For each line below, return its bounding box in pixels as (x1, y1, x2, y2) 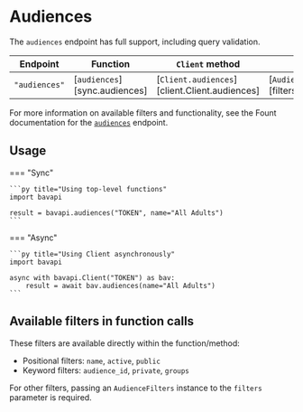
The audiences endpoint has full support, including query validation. (9, 36, 261, 47)
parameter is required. (9, 391, 92, 403)
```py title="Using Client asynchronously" (9, 249, 176, 258)
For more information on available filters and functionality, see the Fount (9, 107, 277, 118)
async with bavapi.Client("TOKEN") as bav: (9, 273, 176, 282)
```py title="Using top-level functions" (9, 184, 168, 193)
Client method (175, 57, 241, 70)
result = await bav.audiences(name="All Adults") (25, 281, 216, 290)
